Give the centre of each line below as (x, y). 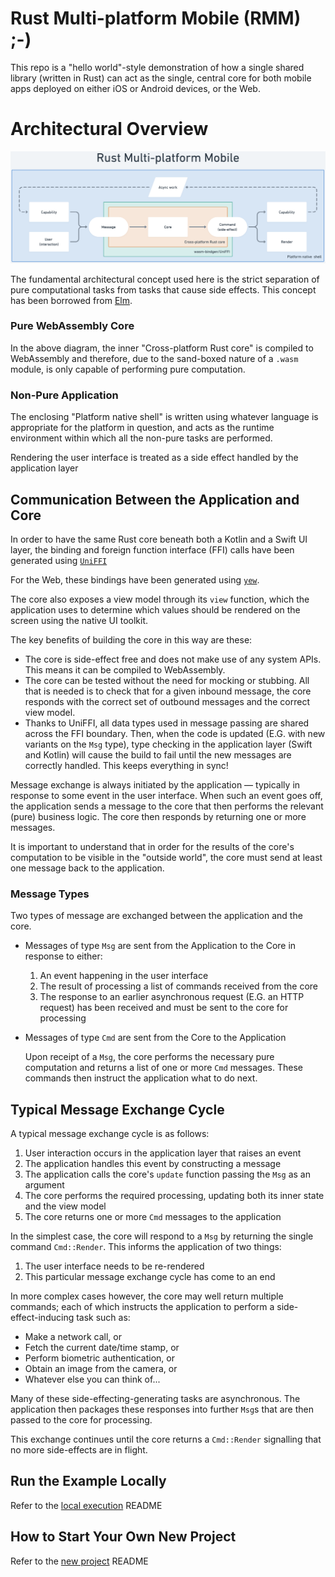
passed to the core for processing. (81, 1420)
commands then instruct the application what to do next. (141, 1078)
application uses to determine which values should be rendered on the (155, 609)
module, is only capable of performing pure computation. (128, 369)
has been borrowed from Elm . (71, 300)
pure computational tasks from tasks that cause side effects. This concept (163, 289)
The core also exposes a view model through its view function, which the (160, 599)
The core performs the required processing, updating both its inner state (174, 1196)
